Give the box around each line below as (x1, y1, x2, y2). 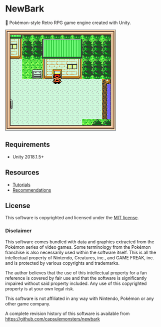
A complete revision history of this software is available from (5, 310, 130, 316)
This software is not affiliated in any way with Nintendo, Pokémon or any (5, 295, 154, 301)
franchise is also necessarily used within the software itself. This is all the (5, 249, 156, 255)
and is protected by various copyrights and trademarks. (5, 260, 120, 266)
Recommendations (12, 187, 51, 193)
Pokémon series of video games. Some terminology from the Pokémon (5, 244, 151, 250)
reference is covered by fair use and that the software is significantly (5, 275, 147, 281)
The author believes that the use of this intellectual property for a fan (5, 269, 147, 276)
